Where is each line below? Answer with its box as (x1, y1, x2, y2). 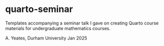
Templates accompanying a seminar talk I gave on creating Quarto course (5, 20, 159, 26)
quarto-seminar (5, 3, 73, 15)
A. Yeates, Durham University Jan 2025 (5, 35, 87, 41)
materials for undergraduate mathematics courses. (5, 25, 111, 31)
